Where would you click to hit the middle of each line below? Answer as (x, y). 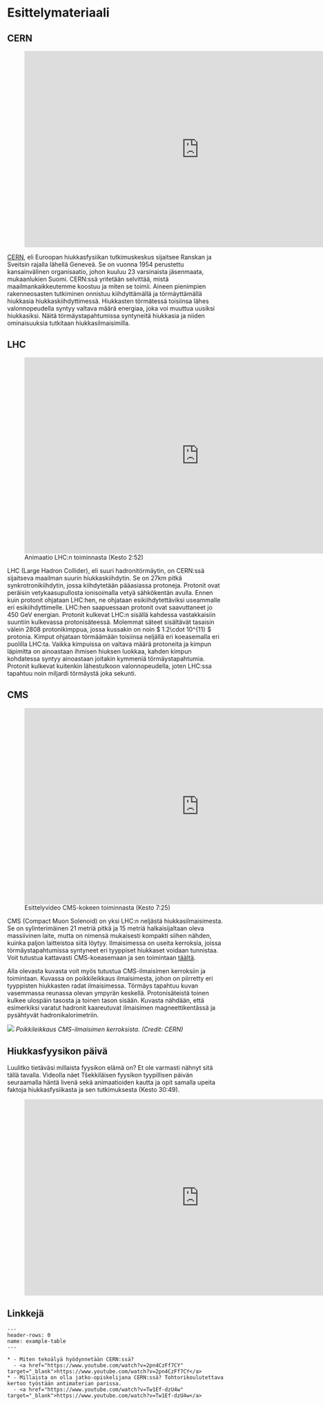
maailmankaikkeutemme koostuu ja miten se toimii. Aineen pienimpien (107, 286)
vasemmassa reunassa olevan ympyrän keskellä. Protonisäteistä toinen (108, 993)
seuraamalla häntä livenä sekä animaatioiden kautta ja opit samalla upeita (111, 1082)
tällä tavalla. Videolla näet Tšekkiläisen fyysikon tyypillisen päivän (100, 1075)
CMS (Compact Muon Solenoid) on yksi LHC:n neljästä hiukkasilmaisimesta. (115, 921)
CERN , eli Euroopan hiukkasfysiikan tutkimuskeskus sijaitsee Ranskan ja (109, 257)
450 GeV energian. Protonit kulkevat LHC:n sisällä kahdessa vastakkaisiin (111, 614)
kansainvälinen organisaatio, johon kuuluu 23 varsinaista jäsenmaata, (106, 271)
